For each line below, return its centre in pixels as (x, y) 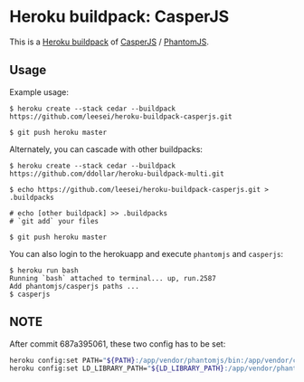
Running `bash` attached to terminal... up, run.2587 (113, 278)
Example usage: (39, 91)
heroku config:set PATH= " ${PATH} (72, 360)
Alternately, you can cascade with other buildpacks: (106, 149)
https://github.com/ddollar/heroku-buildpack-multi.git (117, 174)
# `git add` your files (54, 221)
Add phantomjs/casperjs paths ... (75, 286)
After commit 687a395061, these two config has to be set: (118, 344)
